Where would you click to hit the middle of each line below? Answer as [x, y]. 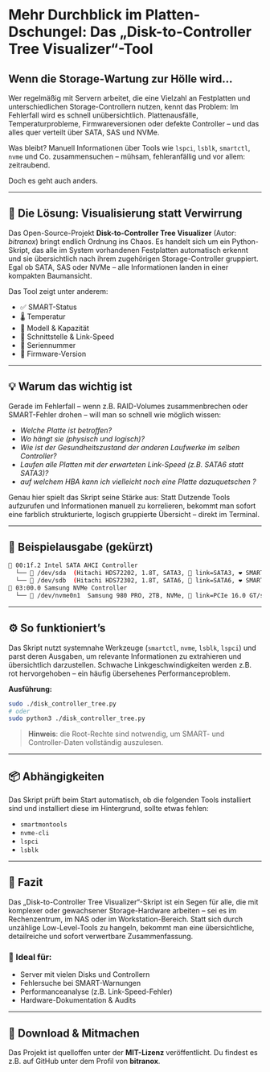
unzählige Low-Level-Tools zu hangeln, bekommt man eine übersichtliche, [131, 927]
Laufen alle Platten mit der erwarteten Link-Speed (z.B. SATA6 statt [131, 464]
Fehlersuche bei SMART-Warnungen [80, 983]
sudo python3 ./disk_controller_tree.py [77, 718]
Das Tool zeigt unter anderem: [58, 291]
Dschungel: [47, 32]
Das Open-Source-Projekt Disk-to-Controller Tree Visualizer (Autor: [123, 233]
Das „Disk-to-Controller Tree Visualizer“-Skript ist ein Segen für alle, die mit [133, 902]
